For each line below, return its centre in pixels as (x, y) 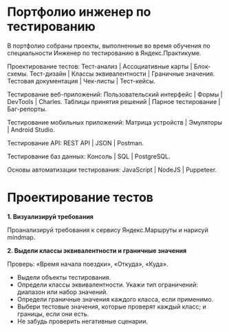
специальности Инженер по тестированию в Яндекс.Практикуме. (104, 53)
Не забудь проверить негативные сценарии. (83, 321)
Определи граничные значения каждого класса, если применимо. (115, 299)
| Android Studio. (31, 129)
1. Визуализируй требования (51, 216)
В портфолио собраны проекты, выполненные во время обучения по (109, 45)
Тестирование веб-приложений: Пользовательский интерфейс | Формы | (115, 94)
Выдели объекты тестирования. (64, 277)
